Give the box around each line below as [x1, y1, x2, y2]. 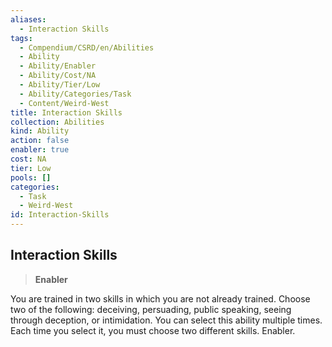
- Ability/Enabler [19, 61, 97, 71]
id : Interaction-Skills [10, 210, 110, 220]
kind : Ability [10, 126, 70, 136]
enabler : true [10, 145, 70, 155]
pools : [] [10, 172, 52, 183]
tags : [10, 33, 33, 43]
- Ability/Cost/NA [19, 71, 97, 81]
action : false [10, 136, 70, 146]
